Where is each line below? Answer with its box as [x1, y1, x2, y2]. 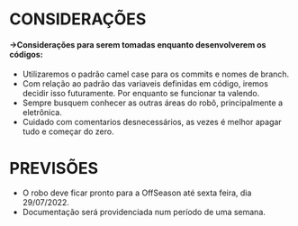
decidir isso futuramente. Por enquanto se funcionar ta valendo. [22, 88, 260, 99]
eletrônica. [22, 107, 63, 118]
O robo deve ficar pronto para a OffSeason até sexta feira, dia [22, 187, 252, 198]
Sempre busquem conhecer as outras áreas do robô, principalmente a [22, 97, 284, 108]
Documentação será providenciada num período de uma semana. [22, 207, 266, 218]
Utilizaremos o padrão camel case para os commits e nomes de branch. [22, 68, 290, 80]
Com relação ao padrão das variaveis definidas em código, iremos [22, 78, 268, 89]
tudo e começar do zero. [22, 126, 114, 137]
